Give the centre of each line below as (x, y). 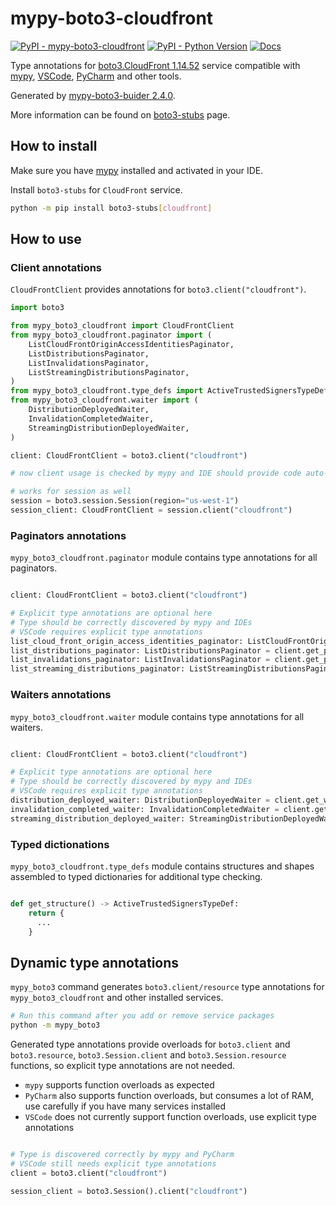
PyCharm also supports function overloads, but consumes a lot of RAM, (169, 1096)
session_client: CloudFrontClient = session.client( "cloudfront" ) (151, 510)
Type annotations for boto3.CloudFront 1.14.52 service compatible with (155, 65)
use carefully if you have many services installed (125, 1106)
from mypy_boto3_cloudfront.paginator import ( (111, 335)
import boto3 (37, 308)
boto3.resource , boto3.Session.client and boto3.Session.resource (148, 1055)
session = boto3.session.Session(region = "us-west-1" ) (125, 501)
